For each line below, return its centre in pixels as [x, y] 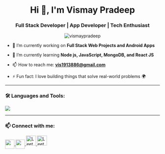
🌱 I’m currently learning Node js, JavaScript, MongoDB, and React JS [83, 55]
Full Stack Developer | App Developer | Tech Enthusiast [82, 26]
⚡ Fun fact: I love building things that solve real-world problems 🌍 [79, 77]
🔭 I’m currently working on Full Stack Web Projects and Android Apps [83, 46]
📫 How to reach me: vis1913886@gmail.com [59, 65]
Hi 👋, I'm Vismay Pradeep [82, 10]
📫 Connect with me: [30, 126]
